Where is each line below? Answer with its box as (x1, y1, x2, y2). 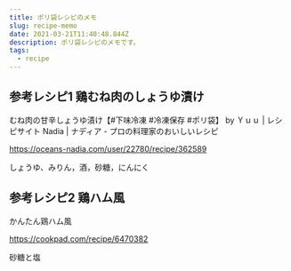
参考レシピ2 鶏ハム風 (9, 190, 125, 205)
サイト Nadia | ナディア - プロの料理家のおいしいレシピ (16, 125, 220, 136)
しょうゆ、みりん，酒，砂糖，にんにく (9, 162, 150, 172)
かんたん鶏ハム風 (9, 215, 72, 227)
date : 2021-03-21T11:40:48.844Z (9, 29, 129, 38)
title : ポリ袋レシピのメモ (9, 12, 98, 22)
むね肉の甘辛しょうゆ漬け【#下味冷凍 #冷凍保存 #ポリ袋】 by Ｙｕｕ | (9, 115, 265, 125)
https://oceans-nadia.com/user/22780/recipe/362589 (9, 143, 207, 154)
